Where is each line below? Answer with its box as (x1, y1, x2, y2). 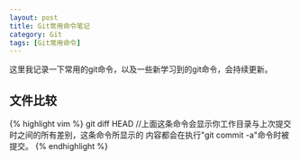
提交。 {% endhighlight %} (9, 141, 109, 152)
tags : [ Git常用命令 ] (9, 38, 81, 48)
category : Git (9, 30, 63, 39)
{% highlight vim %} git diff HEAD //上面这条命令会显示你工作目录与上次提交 (9, 119, 292, 129)
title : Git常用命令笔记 (9, 22, 90, 31)
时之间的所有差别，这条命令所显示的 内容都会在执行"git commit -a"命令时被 (9, 129, 290, 140)
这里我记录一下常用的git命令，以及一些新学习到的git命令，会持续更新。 (9, 64, 273, 75)
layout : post (9, 13, 59, 22)
